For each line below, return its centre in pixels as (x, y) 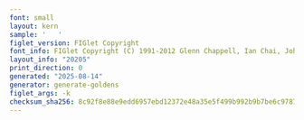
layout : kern (34, 26)
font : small (32, 18)
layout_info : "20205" (50, 60)
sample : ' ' (36, 34)
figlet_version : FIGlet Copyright (75, 43)
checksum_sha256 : (42, 102)
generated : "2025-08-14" (56, 77)
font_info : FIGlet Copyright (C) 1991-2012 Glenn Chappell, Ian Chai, (145, 51)
